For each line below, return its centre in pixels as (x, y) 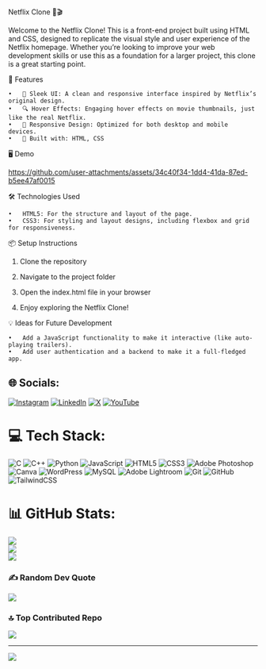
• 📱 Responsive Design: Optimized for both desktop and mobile (118, 125)
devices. (23, 132)
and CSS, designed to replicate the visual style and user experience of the (129, 38)
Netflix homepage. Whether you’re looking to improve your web (112, 47)
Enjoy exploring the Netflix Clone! (74, 308)
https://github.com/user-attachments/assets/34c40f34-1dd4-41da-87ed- (128, 172)
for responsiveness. (42, 228)
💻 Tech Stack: (57, 436)
